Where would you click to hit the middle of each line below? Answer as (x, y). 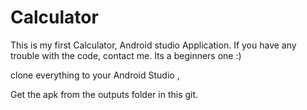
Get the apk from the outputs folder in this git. (104, 94)
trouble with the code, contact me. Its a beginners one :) (126, 55)
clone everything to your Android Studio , (95, 75)
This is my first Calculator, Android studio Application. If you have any (153, 45)
